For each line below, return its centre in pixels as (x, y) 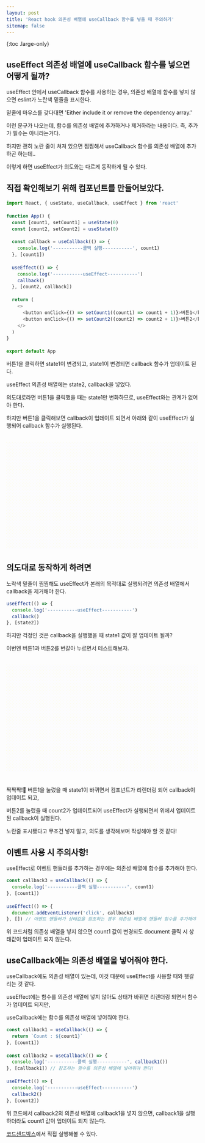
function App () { (28, 216)
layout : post (23, 13)
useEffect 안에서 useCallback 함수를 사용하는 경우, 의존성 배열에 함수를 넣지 (98, 92)
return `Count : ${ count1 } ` (48, 1036)
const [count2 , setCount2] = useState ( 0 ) (65, 229)
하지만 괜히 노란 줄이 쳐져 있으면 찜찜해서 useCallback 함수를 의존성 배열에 (96, 146)
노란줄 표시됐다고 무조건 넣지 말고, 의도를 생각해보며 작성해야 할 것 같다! (92, 831)
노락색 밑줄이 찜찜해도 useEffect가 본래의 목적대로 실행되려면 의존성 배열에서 (98, 583)
